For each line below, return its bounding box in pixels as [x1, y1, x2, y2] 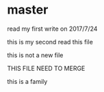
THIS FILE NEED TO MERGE [7, 64, 86, 72]
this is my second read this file [7, 37, 94, 46]
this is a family [7, 77, 48, 85]
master [7, 2, 49, 18]
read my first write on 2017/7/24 [7, 25, 98, 33]
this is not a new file [7, 50, 64, 59]
